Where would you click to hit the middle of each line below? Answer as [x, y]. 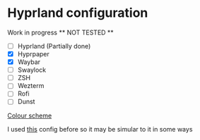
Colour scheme [30, 116]
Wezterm [31, 86]
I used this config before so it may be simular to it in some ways [100, 129]
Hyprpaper [33, 54]
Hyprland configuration [78, 13]
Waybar [29, 62]
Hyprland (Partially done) [54, 46]
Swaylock [32, 70]
